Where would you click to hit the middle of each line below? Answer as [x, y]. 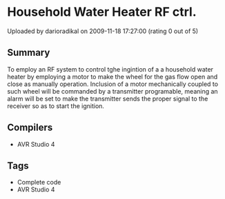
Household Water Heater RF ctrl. [102, 12]
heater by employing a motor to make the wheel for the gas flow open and [112, 76]
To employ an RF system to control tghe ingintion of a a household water [110, 69]
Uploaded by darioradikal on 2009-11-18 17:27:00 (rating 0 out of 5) [103, 31]
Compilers [30, 128]
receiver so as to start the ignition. [56, 106]
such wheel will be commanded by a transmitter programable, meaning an [113, 91]
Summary [29, 53]
